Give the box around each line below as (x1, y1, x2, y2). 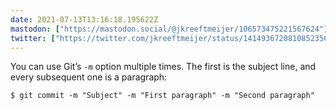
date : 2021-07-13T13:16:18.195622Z (10, 14, 159, 25)
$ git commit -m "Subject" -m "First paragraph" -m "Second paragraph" (10, 91, 315, 101)
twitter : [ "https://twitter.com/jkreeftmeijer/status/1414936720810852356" (10, 33, 333, 43)
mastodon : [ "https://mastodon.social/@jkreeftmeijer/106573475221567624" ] (10, 24, 329, 34)
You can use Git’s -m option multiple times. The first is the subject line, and (10, 61, 317, 73)
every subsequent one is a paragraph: (10, 71, 168, 83)
